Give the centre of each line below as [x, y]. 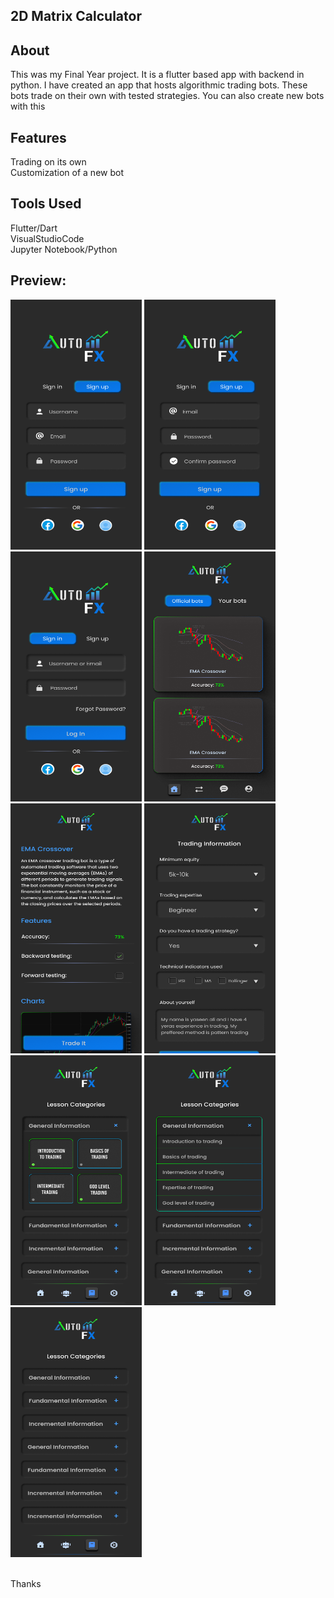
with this [28, 106]
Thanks [26, 1583]
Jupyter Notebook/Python [64, 249]
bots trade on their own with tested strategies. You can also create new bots [167, 96]
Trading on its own [48, 162]
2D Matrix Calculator [76, 16]
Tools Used [46, 204]
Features [38, 137]
